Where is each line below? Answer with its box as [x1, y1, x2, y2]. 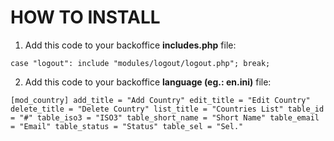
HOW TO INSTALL [10, 6, 161, 29]
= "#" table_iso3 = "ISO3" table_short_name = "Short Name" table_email [10, 112, 320, 123]
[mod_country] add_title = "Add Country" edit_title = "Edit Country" [10, 95, 311, 105]
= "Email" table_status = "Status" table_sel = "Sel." [10, 121, 244, 131]
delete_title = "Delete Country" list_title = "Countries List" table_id [10, 104, 325, 114]
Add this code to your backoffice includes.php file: [24, 39, 237, 51]
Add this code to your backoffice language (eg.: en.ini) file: [24, 76, 272, 88]
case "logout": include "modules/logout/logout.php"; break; [10, 58, 271, 68]
